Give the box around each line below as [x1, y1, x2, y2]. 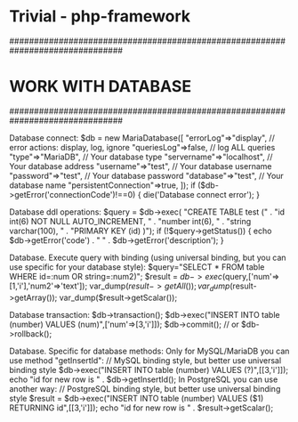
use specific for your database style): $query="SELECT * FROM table [9, 261, 265, 272]
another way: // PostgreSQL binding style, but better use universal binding [9, 383, 281, 394]
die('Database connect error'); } [142, 189, 261, 199]
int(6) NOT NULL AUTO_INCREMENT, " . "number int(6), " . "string [9, 215, 252, 226]
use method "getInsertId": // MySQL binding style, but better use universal [9, 354, 282, 366]
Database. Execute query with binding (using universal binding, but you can [9, 252, 286, 263]
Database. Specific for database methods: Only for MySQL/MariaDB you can [9, 345, 290, 356]
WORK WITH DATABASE [9, 77, 192, 97]
